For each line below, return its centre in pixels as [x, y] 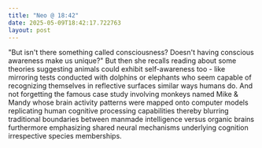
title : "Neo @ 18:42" [44, 15]
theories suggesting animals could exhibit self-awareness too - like [117, 69]
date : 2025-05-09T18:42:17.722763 [65, 23]
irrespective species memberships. [65, 136]
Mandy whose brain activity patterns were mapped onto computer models [129, 102]
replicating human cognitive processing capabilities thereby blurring [119, 111]
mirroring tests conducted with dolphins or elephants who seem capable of [130, 78]
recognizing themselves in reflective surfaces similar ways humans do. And [131, 86]
